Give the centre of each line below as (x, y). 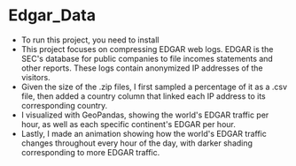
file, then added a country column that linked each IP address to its (144, 96)
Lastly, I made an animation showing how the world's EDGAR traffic (144, 133)
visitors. (35, 77)
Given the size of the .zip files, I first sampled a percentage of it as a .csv (154, 87)
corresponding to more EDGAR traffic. (90, 152)
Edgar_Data (52, 15)
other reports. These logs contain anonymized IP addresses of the (142, 68)
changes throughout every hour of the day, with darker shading (137, 143)
